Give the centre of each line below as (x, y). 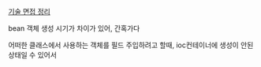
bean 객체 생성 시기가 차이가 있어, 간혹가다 (74, 28)
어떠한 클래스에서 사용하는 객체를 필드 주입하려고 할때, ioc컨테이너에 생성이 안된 (131, 45)
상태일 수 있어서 (33, 55)
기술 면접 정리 (30, 11)
